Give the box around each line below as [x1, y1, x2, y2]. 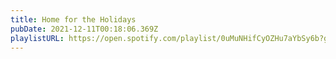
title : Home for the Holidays [10, 14, 137, 25]
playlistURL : [10, 33, 65, 43]
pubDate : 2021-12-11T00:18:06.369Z [10, 24, 159, 34]
